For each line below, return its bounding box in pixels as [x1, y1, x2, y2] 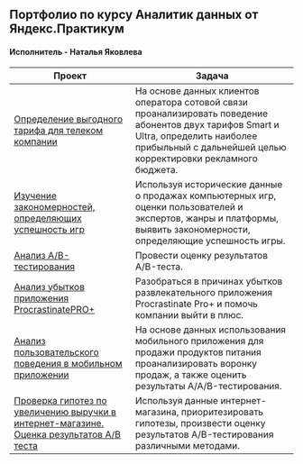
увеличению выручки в [14, 405, 117, 418]
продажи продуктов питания [134, 346, 262, 359]
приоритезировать [180, 405, 264, 418]
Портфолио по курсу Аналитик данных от [9, 7, 259, 23]
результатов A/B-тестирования [134, 428, 274, 441]
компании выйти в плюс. [134, 308, 244, 321]
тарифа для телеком [14, 123, 104, 136]
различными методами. [134, 439, 241, 451]
